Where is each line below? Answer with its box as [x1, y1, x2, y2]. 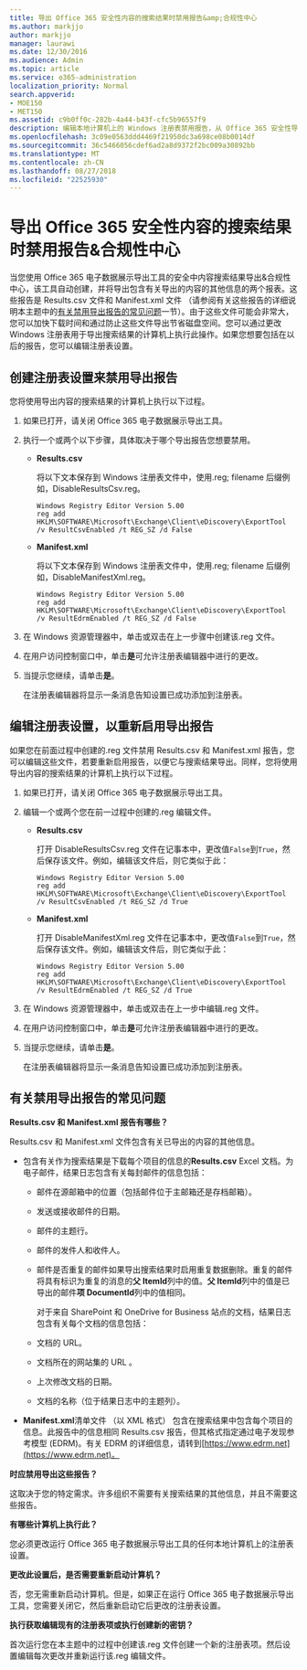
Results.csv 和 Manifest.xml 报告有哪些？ [9, 1116, 169, 1127]
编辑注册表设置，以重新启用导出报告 [9, 718, 214, 734]
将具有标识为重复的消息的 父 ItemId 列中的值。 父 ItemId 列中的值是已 [36, 1275, 291, 1286]
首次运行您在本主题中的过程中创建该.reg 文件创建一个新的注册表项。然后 [9, 1638, 283, 1650]
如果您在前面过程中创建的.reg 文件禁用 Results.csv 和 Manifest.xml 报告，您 [9, 744, 295, 755]
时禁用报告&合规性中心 [9, 239, 181, 261]
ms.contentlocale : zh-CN [9, 157, 104, 167]
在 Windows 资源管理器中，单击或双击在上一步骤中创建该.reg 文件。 [22, 632, 281, 642]
